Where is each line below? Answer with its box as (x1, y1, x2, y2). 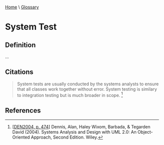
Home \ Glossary (5, 4, 39, 10)
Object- (137, 129, 153, 135)
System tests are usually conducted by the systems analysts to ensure (17, 81, 159, 87)
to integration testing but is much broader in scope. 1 (17, 91, 123, 98)
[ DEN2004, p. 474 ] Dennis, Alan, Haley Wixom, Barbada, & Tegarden (12, 124, 150, 130)
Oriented (12, 134, 30, 140)
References (5, 106, 41, 115)
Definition (5, 41, 36, 49)
